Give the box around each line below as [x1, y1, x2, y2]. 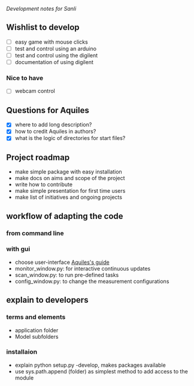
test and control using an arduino [14, 45, 97, 52]
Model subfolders [14, 333, 59, 340]
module [14, 374, 34, 381]
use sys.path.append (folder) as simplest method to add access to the [14, 367, 189, 375]
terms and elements [6, 313, 66, 321]
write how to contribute [14, 181, 73, 188]
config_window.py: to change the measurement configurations [14, 278, 169, 285]
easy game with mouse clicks [14, 38, 88, 45]
